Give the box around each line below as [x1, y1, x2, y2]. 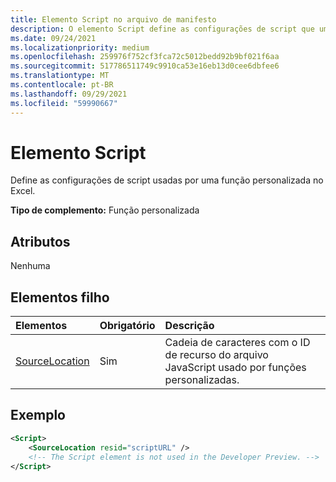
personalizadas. [164, 373, 240, 387]
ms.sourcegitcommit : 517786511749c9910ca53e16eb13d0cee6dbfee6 [10, 61, 280, 71]
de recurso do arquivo [164, 348, 269, 362]
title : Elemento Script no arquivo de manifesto [10, 14, 217, 25]
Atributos [10, 233, 71, 250]
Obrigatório [99, 319, 156, 333]
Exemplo [10, 407, 66, 424]
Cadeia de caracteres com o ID [164, 336, 311, 350]
